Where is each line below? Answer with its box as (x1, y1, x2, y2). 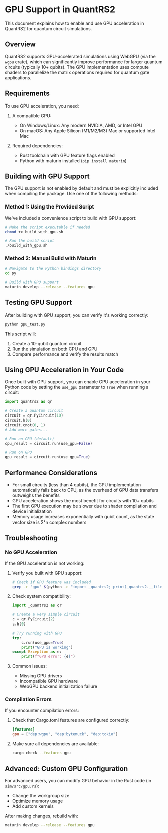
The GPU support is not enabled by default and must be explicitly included (5, 185, 158, 191)
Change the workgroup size (12, 792, 70, 798)
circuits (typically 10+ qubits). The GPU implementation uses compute (5, 64, 149, 70)
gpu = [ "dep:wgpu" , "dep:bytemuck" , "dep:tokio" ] (12, 732, 118, 737)
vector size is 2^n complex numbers (12, 519, 87, 526)
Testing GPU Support (5, 298, 72, 307)
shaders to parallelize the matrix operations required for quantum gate (5, 69, 150, 75)
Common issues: (12, 663, 47, 669)
